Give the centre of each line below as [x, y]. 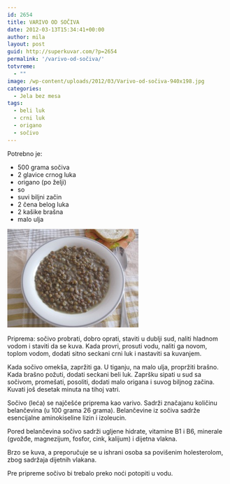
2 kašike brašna [40, 212]
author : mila [26, 37]
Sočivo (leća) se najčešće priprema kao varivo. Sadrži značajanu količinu [113, 403]
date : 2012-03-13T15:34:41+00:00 [56, 29]
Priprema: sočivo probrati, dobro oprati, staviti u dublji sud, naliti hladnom [113, 339]
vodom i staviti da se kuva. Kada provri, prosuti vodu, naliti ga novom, [107, 346]
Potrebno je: [25, 153]
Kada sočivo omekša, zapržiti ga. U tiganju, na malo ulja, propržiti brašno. [113, 366]
